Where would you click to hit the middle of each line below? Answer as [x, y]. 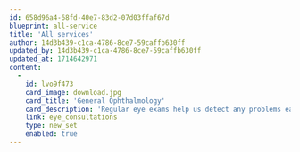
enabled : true [51, 134]
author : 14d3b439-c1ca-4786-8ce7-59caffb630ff [97, 42]
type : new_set [51, 126]
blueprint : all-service [54, 26]
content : [25, 68]
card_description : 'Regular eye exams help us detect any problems [153, 109]
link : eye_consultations [71, 117]
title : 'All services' [51, 34]
